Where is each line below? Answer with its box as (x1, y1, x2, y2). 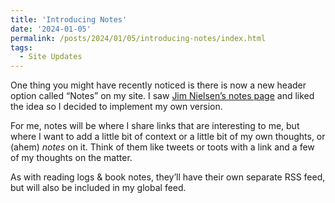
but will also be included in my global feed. (10, 182, 187, 194)
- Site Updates (19, 52, 83, 62)
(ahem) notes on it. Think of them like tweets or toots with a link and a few (10, 141, 315, 153)
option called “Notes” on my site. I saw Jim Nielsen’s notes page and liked (10, 90, 315, 102)
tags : (10, 42, 33, 53)
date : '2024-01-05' (10, 24, 92, 34)
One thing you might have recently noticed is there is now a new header (10, 79, 307, 91)
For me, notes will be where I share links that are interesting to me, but (10, 120, 300, 132)
